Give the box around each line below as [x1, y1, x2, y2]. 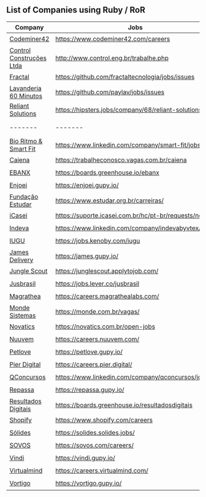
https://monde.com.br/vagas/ [55, 307, 140, 316]
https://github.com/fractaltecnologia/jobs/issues [55, 73, 195, 82]
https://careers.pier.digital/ [55, 360, 132, 369]
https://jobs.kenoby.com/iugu [55, 237, 140, 245]
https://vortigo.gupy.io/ [55, 479, 122, 488]
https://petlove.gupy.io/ [55, 347, 123, 356]
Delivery [9, 256, 34, 264]
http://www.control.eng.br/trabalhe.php [55, 53, 169, 62]
